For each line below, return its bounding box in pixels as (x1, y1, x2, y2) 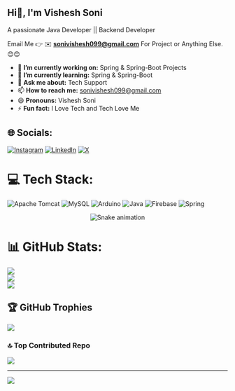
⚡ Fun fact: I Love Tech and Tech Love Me (17, 104, 140, 112)
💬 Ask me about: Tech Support (17, 78, 108, 86)
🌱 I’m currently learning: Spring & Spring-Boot (17, 71, 153, 79)
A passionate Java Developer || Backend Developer (7, 25, 156, 34)
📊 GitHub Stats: (7, 239, 103, 254)
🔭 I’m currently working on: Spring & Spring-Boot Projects (17, 63, 187, 71)
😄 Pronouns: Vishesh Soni (17, 96, 97, 104)
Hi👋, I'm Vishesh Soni (7, 7, 103, 19)
